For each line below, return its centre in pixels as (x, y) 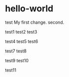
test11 (11, 70)
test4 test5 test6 (22, 41)
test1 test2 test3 (21, 32)
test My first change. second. (35, 22)
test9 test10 (17, 60)
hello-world (29, 9)
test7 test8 (16, 51)
